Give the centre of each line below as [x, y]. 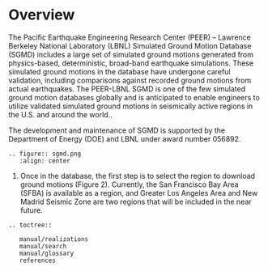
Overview [42, 15]
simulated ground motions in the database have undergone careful [119, 71]
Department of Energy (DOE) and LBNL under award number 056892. [125, 138]
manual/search [43, 246]
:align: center [45, 161]
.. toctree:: [30, 225]
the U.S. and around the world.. [60, 114]
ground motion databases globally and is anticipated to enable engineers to [134, 97]
